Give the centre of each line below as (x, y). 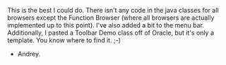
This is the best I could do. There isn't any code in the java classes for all (113, 10)
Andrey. (29, 54)
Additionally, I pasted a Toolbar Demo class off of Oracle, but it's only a (111, 32)
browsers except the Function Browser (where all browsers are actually (111, 18)
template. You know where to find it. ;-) (64, 40)
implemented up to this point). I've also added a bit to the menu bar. (106, 25)
